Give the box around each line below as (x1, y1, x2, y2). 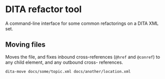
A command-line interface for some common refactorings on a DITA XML (5, 20, 159, 26)
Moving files (5, 41, 46, 49)
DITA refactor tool (5, 4, 82, 15)
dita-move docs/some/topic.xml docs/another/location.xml (5, 69, 131, 74)
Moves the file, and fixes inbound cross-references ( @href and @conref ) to (5, 54, 160, 60)
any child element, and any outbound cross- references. (5, 59, 123, 65)
